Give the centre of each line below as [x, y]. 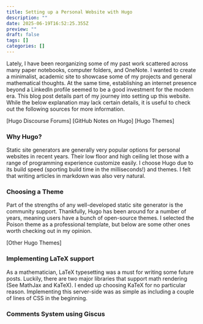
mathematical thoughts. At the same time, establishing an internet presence [102, 83]
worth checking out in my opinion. [49, 231]
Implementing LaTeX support [50, 259]
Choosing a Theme [35, 192]
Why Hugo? [24, 136]
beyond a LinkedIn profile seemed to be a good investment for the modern [100, 89]
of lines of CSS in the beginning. [47, 298]
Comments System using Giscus [56, 314]
